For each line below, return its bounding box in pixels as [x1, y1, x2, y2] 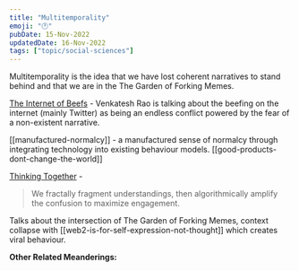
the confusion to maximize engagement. [30, 198, 181, 209]
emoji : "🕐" [9, 22, 53, 31]
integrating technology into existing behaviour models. [9, 144, 210, 155]
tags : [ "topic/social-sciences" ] [9, 47, 134, 56]
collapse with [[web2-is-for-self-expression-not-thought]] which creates [9, 225, 278, 236]
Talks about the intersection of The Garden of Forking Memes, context [9, 215, 269, 226]
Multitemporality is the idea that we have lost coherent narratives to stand [9, 71, 281, 82]
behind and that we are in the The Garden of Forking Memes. [9, 81, 235, 92]
